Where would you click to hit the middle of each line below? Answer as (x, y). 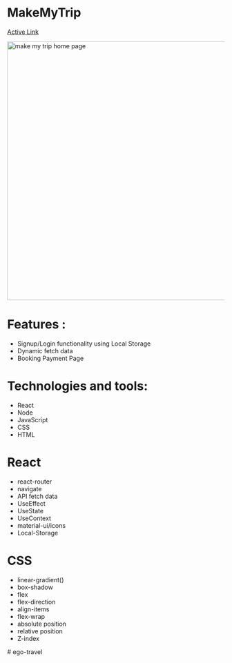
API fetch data (37, 496)
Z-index (28, 638)
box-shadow (35, 587)
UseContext (34, 518)
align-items (33, 609)
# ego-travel (25, 652)
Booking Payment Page (50, 358)
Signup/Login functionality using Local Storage (84, 344)
